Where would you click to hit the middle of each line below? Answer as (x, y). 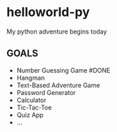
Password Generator (46, 92)
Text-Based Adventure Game (58, 85)
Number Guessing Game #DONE (63, 70)
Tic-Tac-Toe (34, 107)
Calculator (31, 100)
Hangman (31, 78)
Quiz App (30, 115)
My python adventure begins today (57, 31)
